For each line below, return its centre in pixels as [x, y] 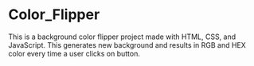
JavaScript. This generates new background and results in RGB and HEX [127, 45]
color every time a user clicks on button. [74, 53]
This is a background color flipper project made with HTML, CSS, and [122, 37]
